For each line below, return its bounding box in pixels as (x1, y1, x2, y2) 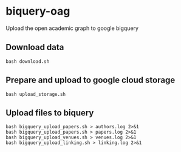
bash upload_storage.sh (5, 91, 66, 97)
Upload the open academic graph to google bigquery (5, 24, 139, 32)
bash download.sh (5, 58, 50, 65)
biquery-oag (5, 4, 70, 18)
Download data (5, 42, 64, 52)
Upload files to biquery (5, 107, 94, 118)
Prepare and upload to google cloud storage (5, 75, 176, 85)
